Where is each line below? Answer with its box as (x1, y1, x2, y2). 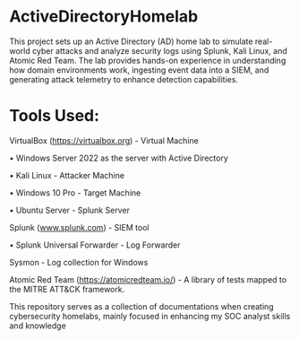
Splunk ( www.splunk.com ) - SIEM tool (9, 222, 149, 232)
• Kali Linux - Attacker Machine (9, 170, 125, 180)
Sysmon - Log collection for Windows (9, 257, 149, 267)
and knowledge (9, 320, 67, 331)
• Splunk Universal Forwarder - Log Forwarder (9, 240, 181, 250)
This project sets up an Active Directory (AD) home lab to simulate (9, 36, 253, 47)
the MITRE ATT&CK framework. (9, 283, 125, 294)
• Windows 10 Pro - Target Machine (9, 187, 141, 198)
